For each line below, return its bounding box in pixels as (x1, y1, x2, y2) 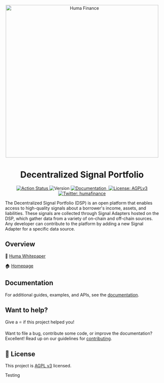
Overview (5, 240, 36, 249)
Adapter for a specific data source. (5, 226, 75, 232)
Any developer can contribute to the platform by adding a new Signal (5, 220, 143, 227)
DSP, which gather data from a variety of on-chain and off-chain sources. (5, 215, 153, 221)
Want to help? (5, 306, 48, 314)
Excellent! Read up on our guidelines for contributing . (5, 336, 112, 341)
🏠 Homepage (5, 263, 34, 269)
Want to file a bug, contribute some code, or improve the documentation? (5, 330, 153, 337)
